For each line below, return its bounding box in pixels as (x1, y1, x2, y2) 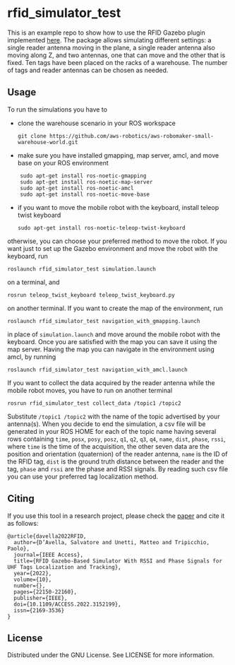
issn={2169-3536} (13, 606, 65, 614)
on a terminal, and (7, 278, 60, 286)
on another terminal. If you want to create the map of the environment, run (7, 304, 224, 312)
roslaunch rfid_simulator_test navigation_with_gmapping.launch (7, 317, 200, 324)
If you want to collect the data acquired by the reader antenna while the (7, 378, 215, 387)
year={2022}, (13, 570, 52, 577)
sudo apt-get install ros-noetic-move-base (20, 191, 150, 198)
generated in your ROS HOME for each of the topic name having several (7, 427, 217, 435)
